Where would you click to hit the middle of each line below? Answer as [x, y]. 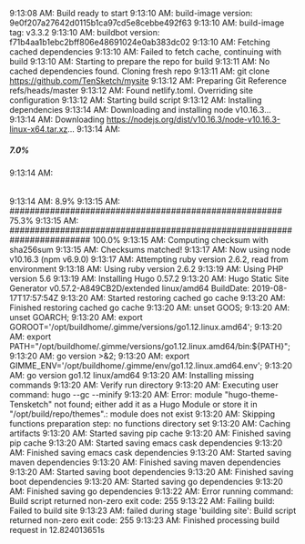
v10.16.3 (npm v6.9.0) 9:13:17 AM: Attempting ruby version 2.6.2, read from [149, 259]
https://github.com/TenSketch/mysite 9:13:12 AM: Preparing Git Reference [148, 81]
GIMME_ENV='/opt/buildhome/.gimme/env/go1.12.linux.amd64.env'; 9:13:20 [151, 365]
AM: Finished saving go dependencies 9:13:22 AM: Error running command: [152, 491]
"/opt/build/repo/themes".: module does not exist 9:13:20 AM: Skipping [142, 414]
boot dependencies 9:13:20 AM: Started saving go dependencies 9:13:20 [147, 481]
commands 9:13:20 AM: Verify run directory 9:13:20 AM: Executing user [144, 385]
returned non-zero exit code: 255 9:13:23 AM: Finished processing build [144, 520]
